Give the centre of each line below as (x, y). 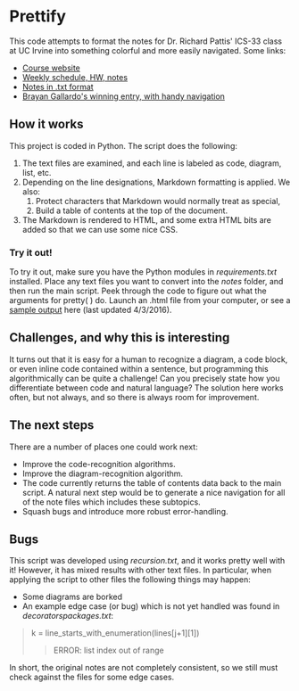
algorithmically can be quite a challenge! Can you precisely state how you (145, 378)
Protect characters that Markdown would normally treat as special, (158, 201)
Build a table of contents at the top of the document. (132, 210)
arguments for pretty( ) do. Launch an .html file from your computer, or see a (150, 300)
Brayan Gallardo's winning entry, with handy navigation (124, 96)
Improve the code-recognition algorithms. (99, 464)
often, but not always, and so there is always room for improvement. (134, 397)
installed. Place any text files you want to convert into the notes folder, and (146, 282)
